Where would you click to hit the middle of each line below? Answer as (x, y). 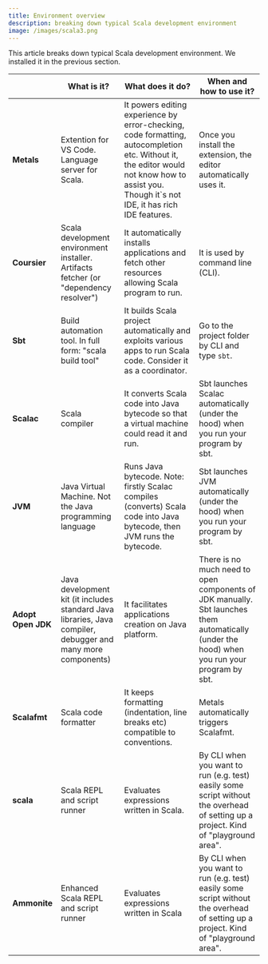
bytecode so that (156, 414)
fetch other (145, 263)
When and (227, 82)
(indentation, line (156, 712)
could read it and (156, 434)
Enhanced (80, 888)
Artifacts (77, 268)
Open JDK (32, 624)
